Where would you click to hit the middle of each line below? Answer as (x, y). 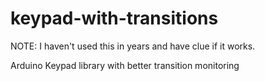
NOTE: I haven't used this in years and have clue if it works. (133, 46)
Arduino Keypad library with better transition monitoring (125, 65)
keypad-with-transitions (114, 18)
